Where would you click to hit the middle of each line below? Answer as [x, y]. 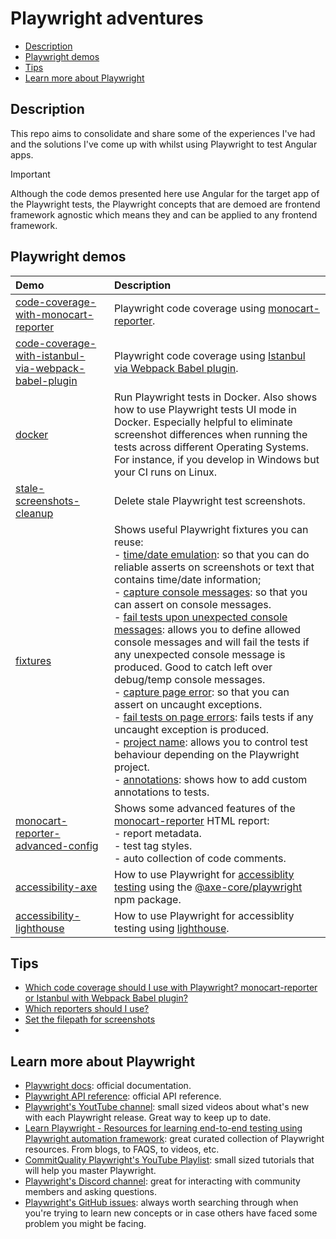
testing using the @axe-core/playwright [208, 887]
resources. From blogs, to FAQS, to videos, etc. [122, 1149]
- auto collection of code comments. [200, 858]
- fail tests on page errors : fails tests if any [213, 717]
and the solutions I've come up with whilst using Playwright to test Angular [164, 144]
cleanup [34, 513]
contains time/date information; [187, 579]
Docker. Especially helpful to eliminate [203, 422]
